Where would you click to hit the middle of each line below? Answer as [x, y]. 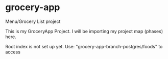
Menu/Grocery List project [33, 21]
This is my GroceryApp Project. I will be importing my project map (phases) [84, 31]
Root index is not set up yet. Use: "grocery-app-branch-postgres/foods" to [84, 46]
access [13, 52]
